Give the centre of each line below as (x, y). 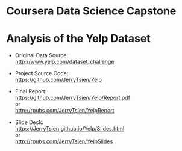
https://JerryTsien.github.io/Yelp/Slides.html (70, 129)
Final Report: (31, 91)
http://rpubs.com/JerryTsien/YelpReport (64, 111)
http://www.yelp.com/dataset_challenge (64, 62)
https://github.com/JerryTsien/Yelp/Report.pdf (73, 98)
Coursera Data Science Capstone (91, 11)
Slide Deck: (29, 122)
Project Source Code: (42, 73)
